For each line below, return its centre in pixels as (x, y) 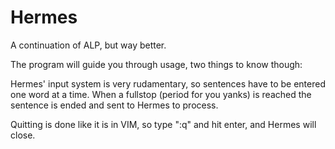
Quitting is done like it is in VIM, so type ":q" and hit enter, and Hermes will (163, 124)
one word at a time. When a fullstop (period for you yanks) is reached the (161, 94)
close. (23, 135)
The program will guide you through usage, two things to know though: (156, 64)
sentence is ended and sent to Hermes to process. (114, 105)
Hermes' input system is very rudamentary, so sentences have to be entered (168, 83)
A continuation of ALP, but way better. (88, 45)
